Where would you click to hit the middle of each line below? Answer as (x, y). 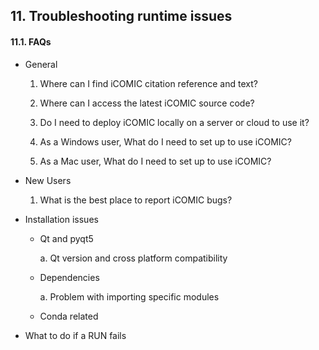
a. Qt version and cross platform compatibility (133, 258)
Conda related (69, 316)
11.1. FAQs (31, 41)
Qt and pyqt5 (66, 238)
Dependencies (69, 277)
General (41, 64)
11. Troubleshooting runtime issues (121, 16)
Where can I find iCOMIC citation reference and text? (148, 83)
